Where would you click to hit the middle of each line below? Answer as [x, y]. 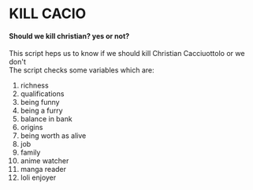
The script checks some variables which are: [82, 70]
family [30, 153]
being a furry [41, 110]
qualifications [42, 94]
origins [32, 128]
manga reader [43, 170]
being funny [40, 102]
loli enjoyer [38, 177]
